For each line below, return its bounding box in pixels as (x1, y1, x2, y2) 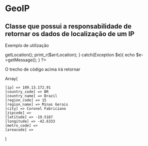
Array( (5, 76, 18, 81)
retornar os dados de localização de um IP (5, 29, 134, 38)
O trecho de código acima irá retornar (5, 66, 81, 72)
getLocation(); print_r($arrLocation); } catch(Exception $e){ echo (5, 52, 135, 58)
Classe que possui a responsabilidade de (5, 22, 132, 30)
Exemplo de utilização (5, 43, 49, 48)
